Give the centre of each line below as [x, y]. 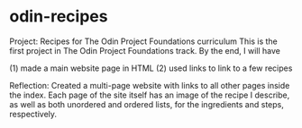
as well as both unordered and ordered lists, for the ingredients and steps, [146, 104]
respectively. [33, 114]
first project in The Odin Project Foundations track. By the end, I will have [145, 50]
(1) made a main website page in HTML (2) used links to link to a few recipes [151, 68]
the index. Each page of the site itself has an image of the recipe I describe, [150, 95]
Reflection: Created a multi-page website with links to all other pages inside [150, 85]
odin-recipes [59, 17]
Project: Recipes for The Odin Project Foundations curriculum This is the [143, 41]
